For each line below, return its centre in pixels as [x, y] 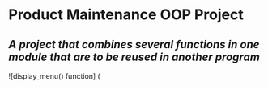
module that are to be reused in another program [134, 57]
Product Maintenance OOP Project [126, 15]
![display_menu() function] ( [55, 76]
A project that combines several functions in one [134, 44]
